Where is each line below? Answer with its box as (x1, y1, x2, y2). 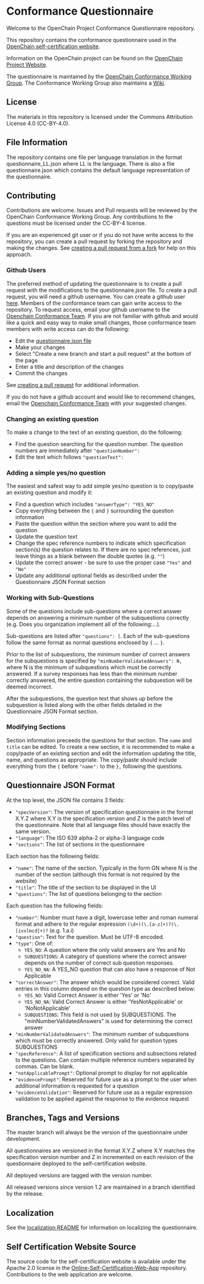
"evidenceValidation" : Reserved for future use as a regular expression (15, 1088, 193, 1096)
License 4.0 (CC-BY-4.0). (6, 119, 70, 127)
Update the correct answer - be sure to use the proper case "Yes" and (15, 559, 192, 566)
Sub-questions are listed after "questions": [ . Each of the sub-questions (6, 632, 190, 639)
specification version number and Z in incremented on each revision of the (6, 1154, 194, 1161)
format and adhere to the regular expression (15, 920, 127, 928)
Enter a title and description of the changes (15, 363, 124, 370)
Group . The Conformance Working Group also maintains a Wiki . (6, 79, 166, 87)
